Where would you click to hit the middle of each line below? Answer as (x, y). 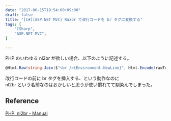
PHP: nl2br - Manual (26, 113)
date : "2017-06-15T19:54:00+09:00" (43, 10)
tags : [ (13, 24)
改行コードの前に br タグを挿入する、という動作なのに (62, 78)
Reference (22, 101)
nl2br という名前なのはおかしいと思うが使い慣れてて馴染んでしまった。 (80, 84)
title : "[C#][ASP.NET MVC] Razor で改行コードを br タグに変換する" (74, 19)
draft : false (19, 15)
